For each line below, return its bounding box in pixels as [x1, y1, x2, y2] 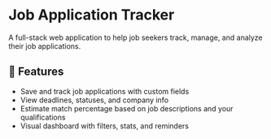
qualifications [20, 112, 66, 122]
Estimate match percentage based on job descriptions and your [20, 103, 234, 113]
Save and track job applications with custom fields [20, 86, 190, 96]
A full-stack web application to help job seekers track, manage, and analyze [8, 33, 263, 42]
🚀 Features [8, 65, 64, 79]
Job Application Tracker [8, 6, 175, 24]
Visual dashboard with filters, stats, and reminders [20, 120, 190, 131]
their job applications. [8, 41, 81, 50]
